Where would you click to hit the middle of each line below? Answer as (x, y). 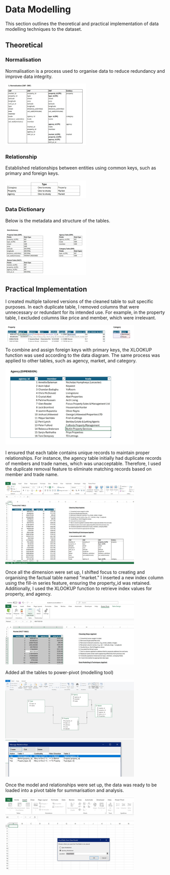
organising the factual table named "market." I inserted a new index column (84, 577)
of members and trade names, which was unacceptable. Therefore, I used (83, 464)
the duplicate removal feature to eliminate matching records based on (79, 469)
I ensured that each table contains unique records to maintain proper (77, 453)
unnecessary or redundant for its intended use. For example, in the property (85, 312)
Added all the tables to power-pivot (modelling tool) (59, 673)
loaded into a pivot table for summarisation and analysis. (65, 790)
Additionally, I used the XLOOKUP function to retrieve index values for (79, 588)
